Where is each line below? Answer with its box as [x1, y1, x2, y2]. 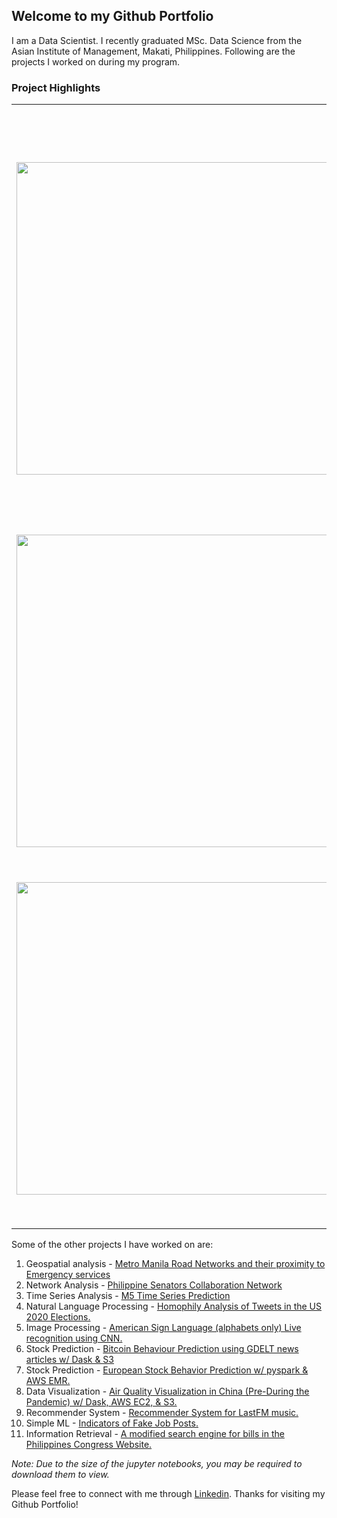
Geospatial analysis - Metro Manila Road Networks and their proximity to [25, 1258, 326, 1270]
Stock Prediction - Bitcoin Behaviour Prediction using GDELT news [25, 1343, 299, 1355]
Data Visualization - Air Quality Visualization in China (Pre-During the [25, 1385, 310, 1398]
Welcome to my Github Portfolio [11, 8, 214, 25]
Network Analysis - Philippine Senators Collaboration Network [25, 1279, 283, 1291]
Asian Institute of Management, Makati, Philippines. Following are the [11, 45, 296, 57]
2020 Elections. [25, 1311, 91, 1323]
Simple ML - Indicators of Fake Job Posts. [25, 1417, 199, 1429]
